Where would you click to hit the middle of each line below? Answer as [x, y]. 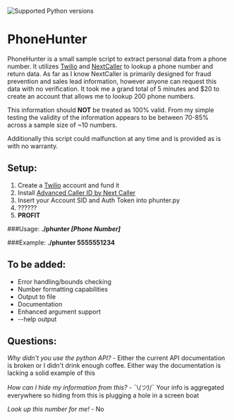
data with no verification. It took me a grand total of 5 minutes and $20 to [113, 89]
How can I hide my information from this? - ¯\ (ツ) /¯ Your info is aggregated [116, 388]
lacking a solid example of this [51, 373]
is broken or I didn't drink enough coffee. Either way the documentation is [114, 366]
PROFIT [29, 215]
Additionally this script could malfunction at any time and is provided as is [114, 138]
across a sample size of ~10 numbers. [62, 125]
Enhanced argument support [59, 311]
